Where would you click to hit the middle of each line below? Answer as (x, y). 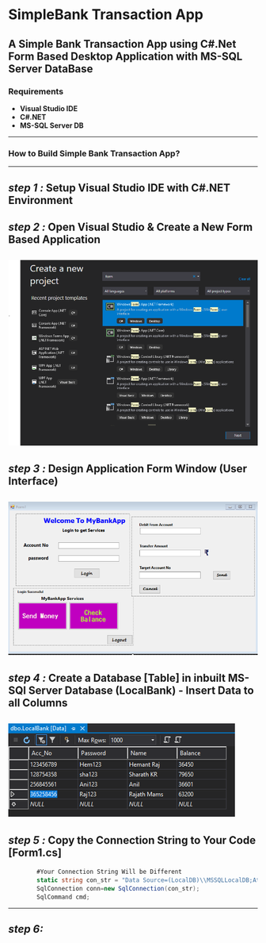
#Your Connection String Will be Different (109, 872)
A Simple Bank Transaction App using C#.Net (122, 44)
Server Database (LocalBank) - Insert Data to (141, 690)
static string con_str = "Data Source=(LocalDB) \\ (122, 880)
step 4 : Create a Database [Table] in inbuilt (117, 677)
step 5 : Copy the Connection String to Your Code (132, 840)
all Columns (38, 703)
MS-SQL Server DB (52, 125)
